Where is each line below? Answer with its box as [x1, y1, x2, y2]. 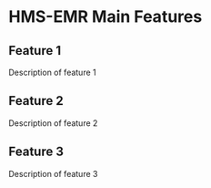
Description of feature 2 [8, 117, 98, 129]
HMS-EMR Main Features [8, 6, 203, 27]
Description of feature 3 [8, 168, 98, 179]
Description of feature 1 [8, 67, 96, 78]
